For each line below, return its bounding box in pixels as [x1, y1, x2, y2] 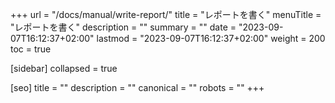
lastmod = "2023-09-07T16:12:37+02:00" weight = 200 [96, 33, 326, 44]
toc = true [10, 43, 52, 55]
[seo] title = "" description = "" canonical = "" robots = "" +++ [10, 82, 265, 93]
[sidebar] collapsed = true [10, 63, 118, 74]
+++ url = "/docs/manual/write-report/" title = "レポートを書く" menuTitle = [10, 9, 322, 20]
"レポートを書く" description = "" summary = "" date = [10, 21, 237, 33]
